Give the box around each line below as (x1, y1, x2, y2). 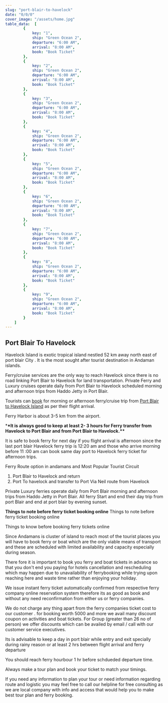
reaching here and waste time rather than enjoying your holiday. (5, 575, 137, 581)
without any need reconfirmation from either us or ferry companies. (5, 596, 145, 602)
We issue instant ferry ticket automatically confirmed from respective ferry (5, 585, 159, 591)
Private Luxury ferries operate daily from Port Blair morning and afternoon (5, 488, 158, 494)
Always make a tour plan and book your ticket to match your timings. (5, 666, 147, 672)
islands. (5, 362, 22, 369)
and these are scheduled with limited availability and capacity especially (5, 544, 154, 550)
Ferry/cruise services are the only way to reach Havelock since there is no (5, 372, 159, 378)
